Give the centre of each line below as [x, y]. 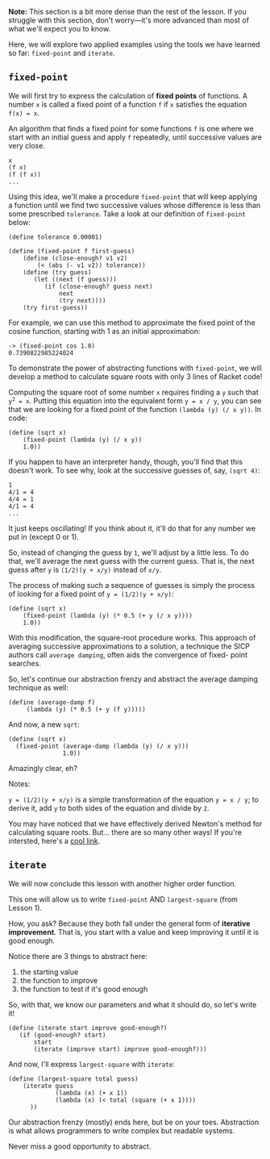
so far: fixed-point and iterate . [62, 53]
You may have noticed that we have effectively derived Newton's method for [135, 823]
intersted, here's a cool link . [54, 840]
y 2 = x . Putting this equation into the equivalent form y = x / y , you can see [135, 400]
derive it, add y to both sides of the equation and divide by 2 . [109, 808]
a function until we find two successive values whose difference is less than [135, 205]
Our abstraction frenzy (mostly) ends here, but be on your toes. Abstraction [134, 1122]
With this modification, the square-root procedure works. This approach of [132, 637]
